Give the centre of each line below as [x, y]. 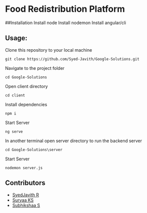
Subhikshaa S [26, 205]
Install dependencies [26, 104]
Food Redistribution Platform [65, 9]
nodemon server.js [24, 168]
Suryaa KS [23, 200]
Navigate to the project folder [35, 68]
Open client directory [27, 86]
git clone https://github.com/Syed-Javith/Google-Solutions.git [72, 59]
